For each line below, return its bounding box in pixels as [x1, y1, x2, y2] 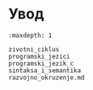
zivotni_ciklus [8, 45, 60, 53]
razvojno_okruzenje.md [8, 73, 85, 81]
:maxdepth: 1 [8, 31, 53, 39]
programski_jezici [8, 52, 70, 60]
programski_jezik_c [8, 59, 74, 67]
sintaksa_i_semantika [8, 66, 82, 75]
